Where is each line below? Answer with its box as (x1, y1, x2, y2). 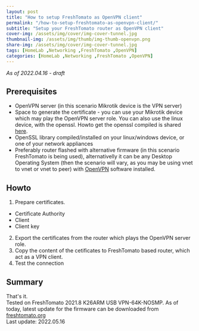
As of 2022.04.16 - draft (6, 69, 66, 76)
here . (14, 127, 28, 135)
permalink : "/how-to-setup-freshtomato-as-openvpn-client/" (6, 20, 159, 26)
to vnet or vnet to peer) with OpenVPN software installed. (14, 165, 156, 173)
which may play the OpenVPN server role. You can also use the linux (14, 115, 184, 122)
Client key (14, 223, 40, 230)
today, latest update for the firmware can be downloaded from (6, 305, 159, 313)
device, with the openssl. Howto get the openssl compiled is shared (14, 121, 182, 129)
